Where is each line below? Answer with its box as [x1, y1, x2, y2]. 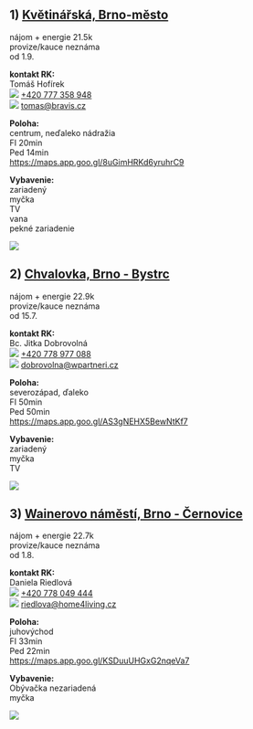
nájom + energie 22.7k [9, 530, 94, 542]
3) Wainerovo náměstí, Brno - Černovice [9, 506, 244, 522]
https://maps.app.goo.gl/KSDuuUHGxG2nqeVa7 [9, 655, 190, 666]
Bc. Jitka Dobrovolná [9, 337, 89, 348]
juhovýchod [9, 626, 54, 638]
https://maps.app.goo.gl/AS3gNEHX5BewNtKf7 [9, 416, 189, 427]
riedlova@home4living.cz [20, 598, 117, 610]
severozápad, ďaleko [9, 386, 90, 397]
